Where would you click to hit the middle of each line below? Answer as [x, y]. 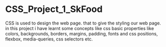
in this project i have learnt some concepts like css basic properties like [80, 28]
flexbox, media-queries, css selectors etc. [49, 39]
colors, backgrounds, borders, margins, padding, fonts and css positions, [81, 33]
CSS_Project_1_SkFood [54, 9]
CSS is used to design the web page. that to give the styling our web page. [83, 23]
